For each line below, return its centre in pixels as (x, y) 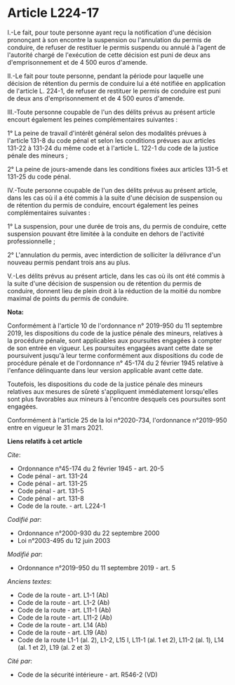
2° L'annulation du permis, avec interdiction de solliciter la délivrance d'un (114, 255)
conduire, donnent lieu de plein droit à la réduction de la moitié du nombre (114, 290)
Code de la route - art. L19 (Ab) (62, 632)
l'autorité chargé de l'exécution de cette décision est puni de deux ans (109, 55)
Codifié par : (25, 519)
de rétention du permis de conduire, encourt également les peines (103, 205)
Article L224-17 (53, 13)
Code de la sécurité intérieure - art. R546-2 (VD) (87, 674)
